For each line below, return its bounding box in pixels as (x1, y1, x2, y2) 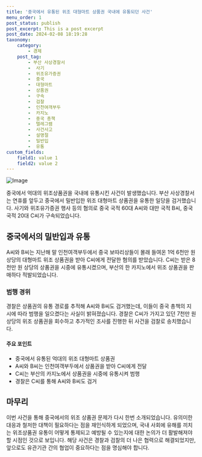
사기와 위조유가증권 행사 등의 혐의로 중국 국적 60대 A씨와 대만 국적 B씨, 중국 (14, 205, 193, 212)
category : (17, 43, 42, 49)
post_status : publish (6, 20, 61, 26)
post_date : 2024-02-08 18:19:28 (6, 31, 87, 37)
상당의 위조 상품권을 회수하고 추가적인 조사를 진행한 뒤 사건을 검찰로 (6, 318, 166, 325)
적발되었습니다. (22, 271, 58, 278)
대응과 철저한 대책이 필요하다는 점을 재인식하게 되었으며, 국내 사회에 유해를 (6, 421, 182, 429)
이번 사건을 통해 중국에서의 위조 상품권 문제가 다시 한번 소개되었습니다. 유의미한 (6, 414, 193, 421)
